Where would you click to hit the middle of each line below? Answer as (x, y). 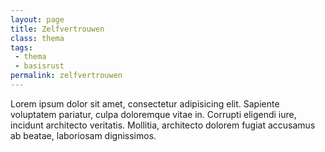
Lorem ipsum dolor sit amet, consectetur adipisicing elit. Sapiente (145, 103)
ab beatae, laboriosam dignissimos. (83, 135)
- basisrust (39, 66)
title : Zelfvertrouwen (57, 29)
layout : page (37, 19)
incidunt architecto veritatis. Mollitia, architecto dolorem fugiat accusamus (163, 125)
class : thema (37, 38)
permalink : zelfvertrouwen (66, 76)
